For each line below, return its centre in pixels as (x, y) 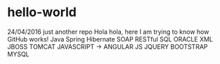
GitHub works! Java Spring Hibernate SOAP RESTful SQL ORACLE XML (110, 39)
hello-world (42, 12)
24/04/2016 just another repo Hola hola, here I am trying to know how (108, 32)
